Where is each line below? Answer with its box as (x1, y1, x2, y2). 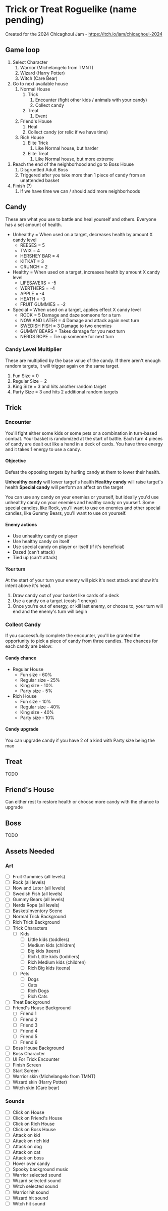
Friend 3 (20, 1022, 38, 1028)
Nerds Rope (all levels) (12, 902, 60, 908)
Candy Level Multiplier (5, 346, 62, 353)
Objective (5, 458, 26, 464)
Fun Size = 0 (12, 373, 39, 379)
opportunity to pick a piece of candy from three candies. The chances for (5, 638, 158, 644)
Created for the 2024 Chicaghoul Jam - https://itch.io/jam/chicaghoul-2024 (5, 31, 163, 37)
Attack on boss (12, 1155, 44, 1161)
